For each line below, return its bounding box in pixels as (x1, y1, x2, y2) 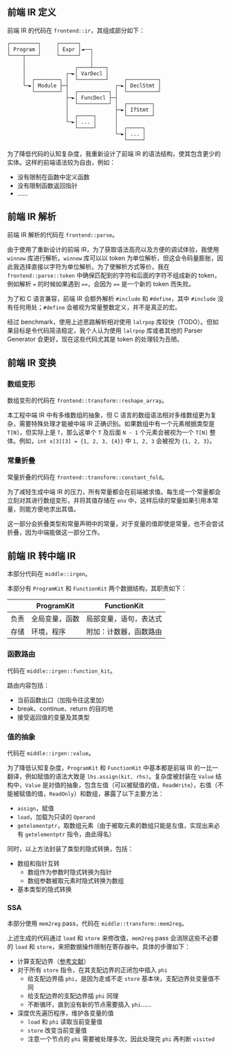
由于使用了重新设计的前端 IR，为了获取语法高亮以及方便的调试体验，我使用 (7, 245, 219, 253)
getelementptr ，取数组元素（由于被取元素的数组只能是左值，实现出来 (16, 822, 214, 830)
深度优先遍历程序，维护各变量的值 (16, 1009, 114, 1018)
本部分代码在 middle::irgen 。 (7, 570, 91, 578)
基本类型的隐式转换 (16, 885, 72, 893)
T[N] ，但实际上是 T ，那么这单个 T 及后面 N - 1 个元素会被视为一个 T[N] (7, 428, 208, 437)
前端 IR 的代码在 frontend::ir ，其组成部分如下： (7, 26, 146, 34)
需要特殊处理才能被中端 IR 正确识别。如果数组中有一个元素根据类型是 (19, 419, 215, 428)
